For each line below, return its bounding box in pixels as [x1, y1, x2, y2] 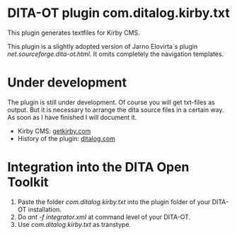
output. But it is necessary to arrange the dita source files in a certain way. [7, 105, 224, 114]
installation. [28, 205, 62, 213]
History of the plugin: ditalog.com [17, 134, 115, 142]
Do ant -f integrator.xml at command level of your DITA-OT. [17, 213, 191, 221]
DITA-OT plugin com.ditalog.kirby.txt [7, 5, 230, 21]
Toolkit [7, 174, 49, 191]
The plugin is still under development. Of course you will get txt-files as [7, 98, 216, 106]
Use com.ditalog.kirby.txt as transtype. [17, 220, 132, 228]
